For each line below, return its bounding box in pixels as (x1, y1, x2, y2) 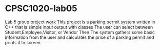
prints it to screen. (5, 39, 42, 45)
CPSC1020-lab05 (5, 3, 78, 14)
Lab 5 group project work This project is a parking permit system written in (5, 19, 155, 25)
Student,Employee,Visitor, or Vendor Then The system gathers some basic (5, 29, 155, 35)
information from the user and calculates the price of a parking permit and (5, 34, 155, 40)
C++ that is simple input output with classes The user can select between (5, 24, 153, 30)
